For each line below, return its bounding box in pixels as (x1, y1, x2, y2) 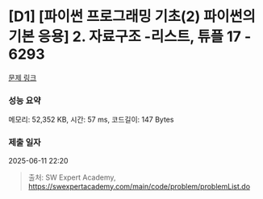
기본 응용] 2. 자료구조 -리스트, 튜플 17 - (8, 27, 252, 46)
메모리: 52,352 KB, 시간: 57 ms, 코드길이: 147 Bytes (8, 114, 174, 125)
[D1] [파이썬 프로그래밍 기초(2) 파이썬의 (8, 7, 256, 26)
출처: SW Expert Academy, (27, 172, 116, 182)
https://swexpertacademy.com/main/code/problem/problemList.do (27, 181, 251, 191)
